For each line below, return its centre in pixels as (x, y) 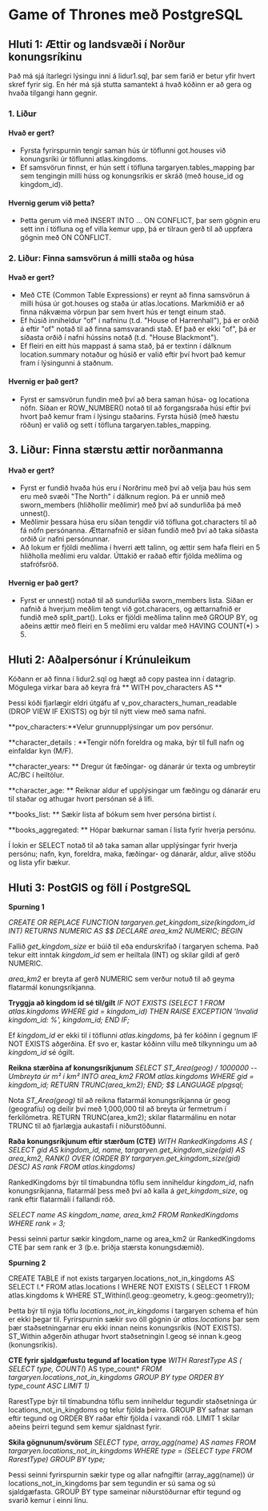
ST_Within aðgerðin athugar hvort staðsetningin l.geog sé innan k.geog (125, 1337)
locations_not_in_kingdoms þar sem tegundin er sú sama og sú (112, 1483)
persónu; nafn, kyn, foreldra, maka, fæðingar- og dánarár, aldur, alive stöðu (132, 854)
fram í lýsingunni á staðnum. (66, 363)
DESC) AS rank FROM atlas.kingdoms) (72, 1167)
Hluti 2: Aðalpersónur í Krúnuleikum (100, 660)
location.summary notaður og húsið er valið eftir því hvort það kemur (133, 354)
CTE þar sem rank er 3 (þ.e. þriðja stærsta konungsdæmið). (106, 1247)
